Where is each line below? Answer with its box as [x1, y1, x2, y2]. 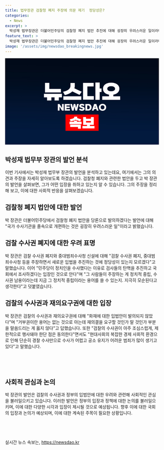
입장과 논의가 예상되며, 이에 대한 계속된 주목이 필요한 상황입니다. [10, 410, 133, 416]
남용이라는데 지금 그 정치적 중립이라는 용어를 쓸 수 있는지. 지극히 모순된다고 [14, 277, 158, 283]
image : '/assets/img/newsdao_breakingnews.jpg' [5, 44, 104, 49]
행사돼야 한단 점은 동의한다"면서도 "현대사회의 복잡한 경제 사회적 [21, 331, 145, 337]
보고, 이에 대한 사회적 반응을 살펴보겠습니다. [10, 188, 94, 194]
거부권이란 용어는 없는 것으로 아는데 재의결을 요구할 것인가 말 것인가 [18, 319, 147, 325]
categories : [5, 13, 29, 18]
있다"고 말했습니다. [5, 343, 41, 349]
